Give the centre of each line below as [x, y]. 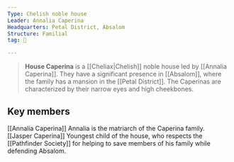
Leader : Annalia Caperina [45, 21]
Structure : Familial [38, 34]
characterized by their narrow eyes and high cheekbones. [109, 89]
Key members [39, 111]
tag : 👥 [17, 40]
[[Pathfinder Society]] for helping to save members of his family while [109, 143]
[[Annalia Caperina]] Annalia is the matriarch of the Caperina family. [106, 128]
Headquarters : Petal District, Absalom [66, 27]
